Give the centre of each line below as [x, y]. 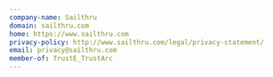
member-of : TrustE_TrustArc [61, 58]
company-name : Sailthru [53, 17]
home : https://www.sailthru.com [69, 34]
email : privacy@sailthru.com [63, 50]
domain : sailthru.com [49, 26]
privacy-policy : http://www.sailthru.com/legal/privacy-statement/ [137, 42]
